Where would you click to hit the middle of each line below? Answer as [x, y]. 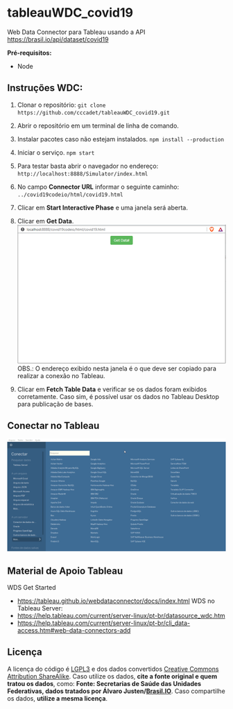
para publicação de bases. [55, 404]
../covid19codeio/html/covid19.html [70, 195]
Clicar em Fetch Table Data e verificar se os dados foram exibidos [112, 389]
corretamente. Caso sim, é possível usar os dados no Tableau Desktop [118, 396]
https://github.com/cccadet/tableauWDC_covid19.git [93, 112]
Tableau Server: [40, 608]
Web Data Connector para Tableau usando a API [76, 32]
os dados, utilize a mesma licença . [58, 698]
